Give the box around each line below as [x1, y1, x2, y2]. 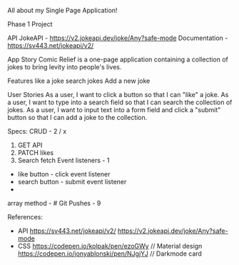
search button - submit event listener [17, 178, 127, 186]
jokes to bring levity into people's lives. [7, 63, 122, 71]
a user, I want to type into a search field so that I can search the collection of [7, 98, 233, 106]
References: [7, 213, 43, 221]
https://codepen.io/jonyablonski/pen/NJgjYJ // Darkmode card [17, 249, 202, 258]
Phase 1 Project [7, 20, 53, 28]
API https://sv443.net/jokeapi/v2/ [17, 226, 116, 235]
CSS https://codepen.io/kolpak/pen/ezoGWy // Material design [17, 242, 203, 250]
